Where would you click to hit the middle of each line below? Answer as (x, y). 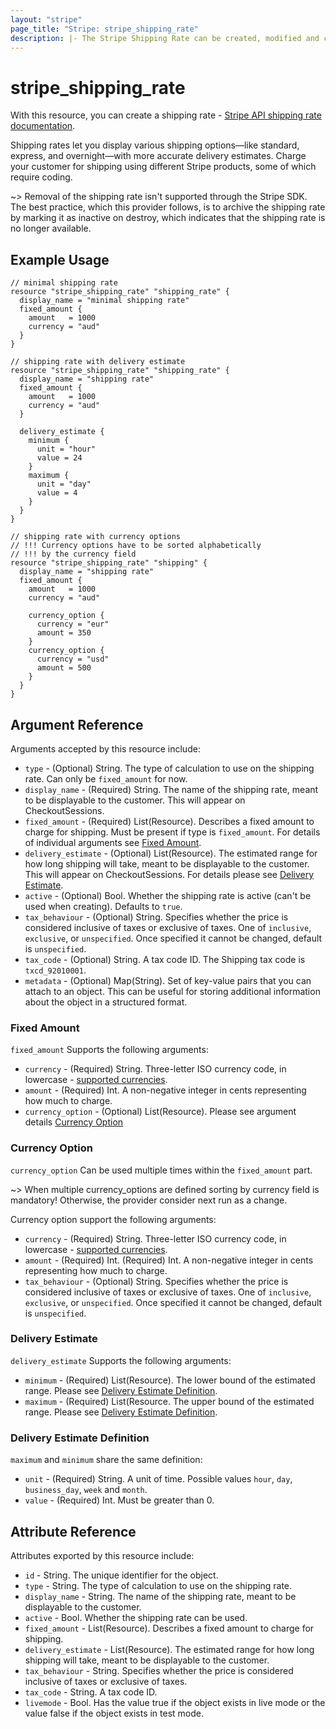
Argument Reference (77, 724)
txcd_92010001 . (55, 970)
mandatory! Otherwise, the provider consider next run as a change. (149, 1200)
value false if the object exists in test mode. (114, 1713)
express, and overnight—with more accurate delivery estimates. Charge (158, 156)
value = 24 (59, 458)
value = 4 (57, 493)
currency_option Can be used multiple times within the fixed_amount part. (161, 1170)
